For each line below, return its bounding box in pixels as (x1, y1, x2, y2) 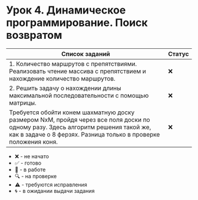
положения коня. (9, 138, 58, 146)
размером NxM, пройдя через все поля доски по (9, 115, 150, 124)
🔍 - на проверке (14, 172, 57, 179)
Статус (167, 49, 189, 58)
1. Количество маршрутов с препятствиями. (9, 59, 137, 68)
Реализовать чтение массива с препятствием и (9, 67, 146, 75)
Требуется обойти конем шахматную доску (9, 108, 135, 116)
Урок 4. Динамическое (6, 4, 126, 17)
